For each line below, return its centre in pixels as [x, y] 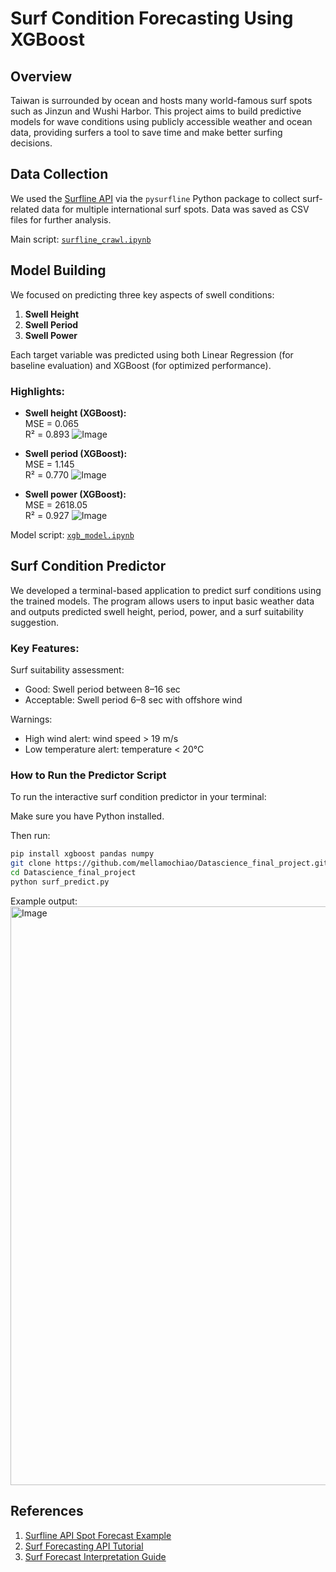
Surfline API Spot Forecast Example [98, 1535]
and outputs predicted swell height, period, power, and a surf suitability [157, 611]
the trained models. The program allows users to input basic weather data [162, 601]
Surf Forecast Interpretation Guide [95, 1556]
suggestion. [35, 622]
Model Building [58, 270]
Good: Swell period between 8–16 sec [102, 689]
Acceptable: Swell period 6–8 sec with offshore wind [133, 700]
